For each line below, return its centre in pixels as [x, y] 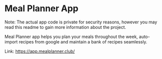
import [11, 41]
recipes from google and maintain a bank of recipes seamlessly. [83, 41]
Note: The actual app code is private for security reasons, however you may [81, 22]
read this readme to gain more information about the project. [65, 27]
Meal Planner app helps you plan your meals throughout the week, [71, 37]
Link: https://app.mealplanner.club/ [40, 51]
